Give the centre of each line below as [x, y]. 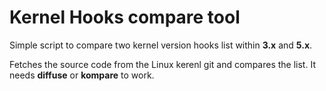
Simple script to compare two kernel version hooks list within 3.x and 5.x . [161, 45]
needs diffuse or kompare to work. [82, 75]
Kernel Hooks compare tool [125, 17]
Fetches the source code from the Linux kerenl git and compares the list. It [162, 64]
